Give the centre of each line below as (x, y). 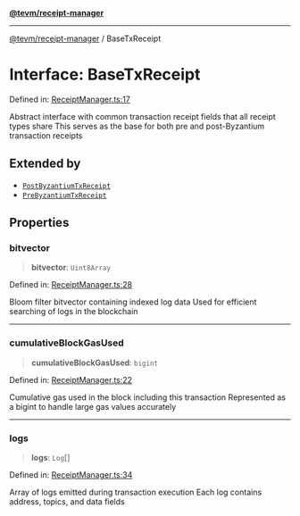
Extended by (45, 164)
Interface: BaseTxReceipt (105, 75)
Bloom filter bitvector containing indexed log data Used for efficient (133, 302)
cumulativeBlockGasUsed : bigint (95, 362)
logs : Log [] (50, 458)
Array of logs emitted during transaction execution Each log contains (136, 492)
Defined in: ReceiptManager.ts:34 (71, 475)
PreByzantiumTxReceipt (64, 196)
